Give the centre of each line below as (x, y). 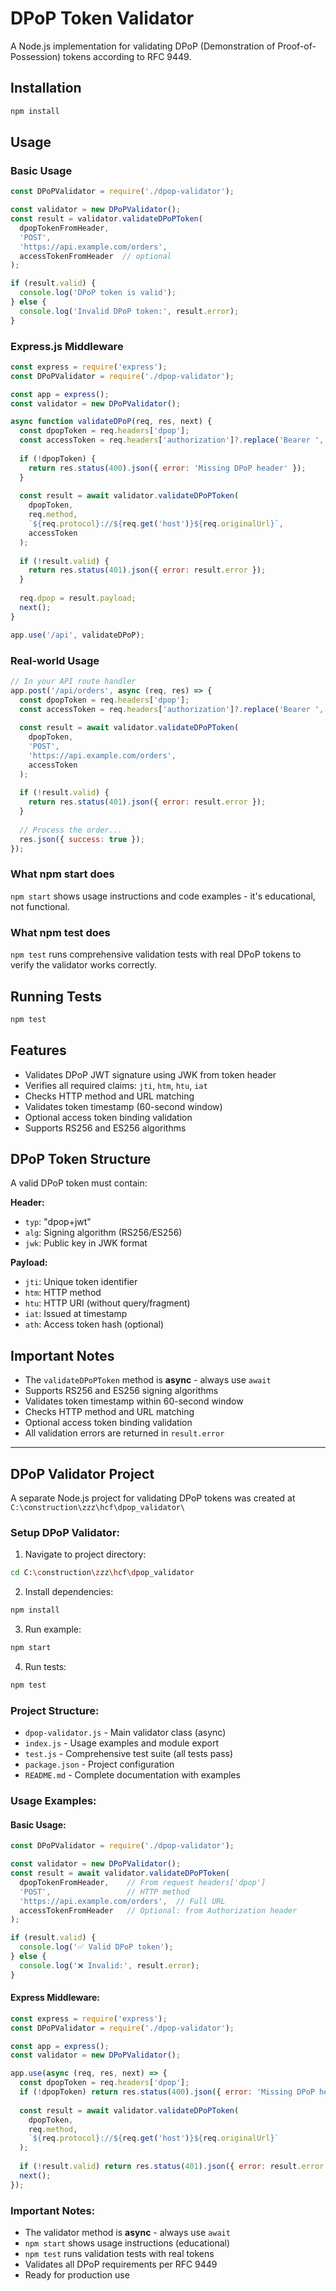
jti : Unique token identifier (81, 1282)
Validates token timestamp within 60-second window (134, 1401)
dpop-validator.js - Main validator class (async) (125, 1733)
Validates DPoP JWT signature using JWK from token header (150, 1074)
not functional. (40, 906)
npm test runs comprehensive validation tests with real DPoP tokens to (156, 954)
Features (38, 1050)
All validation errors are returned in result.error (124, 1433)
